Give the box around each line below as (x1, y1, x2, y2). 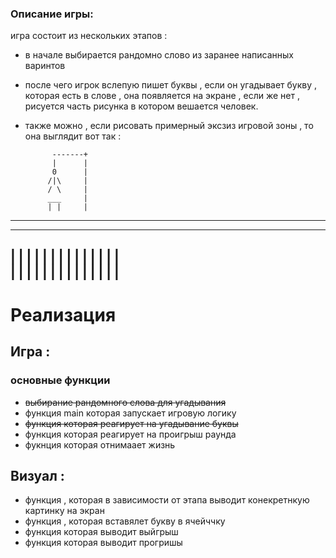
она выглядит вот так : (24, 130, 122, 142)
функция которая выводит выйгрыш (24, 526, 179, 538)
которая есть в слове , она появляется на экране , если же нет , (24, 90, 300, 102)
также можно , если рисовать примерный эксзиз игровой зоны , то (24, 120, 314, 132)
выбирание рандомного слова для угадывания (24, 396, 227, 408)
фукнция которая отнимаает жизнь (24, 438, 176, 451)
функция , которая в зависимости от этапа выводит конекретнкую (24, 494, 310, 506)
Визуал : (10, 467, 65, 484)
